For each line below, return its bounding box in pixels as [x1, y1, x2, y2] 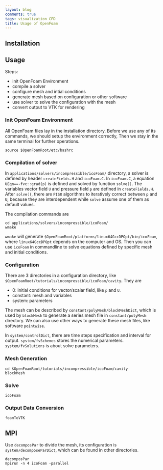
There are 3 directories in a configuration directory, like [5, 273, 116, 278]
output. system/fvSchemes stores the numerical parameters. [5, 337, 124, 344]
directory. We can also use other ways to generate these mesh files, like [5, 318, 150, 324]
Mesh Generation [5, 355, 47, 362]
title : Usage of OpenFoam [5, 21, 58, 26]
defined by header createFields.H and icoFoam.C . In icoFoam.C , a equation [5, 175, 155, 182]
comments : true [5, 12, 36, 17]
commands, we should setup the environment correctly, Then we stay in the [5, 133, 159, 139]
